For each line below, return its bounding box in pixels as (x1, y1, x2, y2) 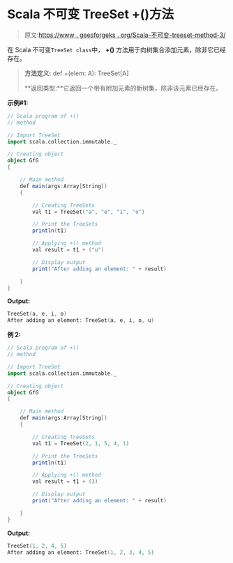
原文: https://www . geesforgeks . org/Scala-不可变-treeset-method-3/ (24, 31, 226, 39)
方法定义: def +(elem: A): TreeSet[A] (24, 69, 129, 77)
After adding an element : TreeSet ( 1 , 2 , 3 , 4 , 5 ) (7, 548, 155, 556)
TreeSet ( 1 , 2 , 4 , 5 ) (7, 542, 68, 549)
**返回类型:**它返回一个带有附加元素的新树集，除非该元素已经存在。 (24, 84, 222, 92)
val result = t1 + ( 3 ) (32, 478, 98, 485)
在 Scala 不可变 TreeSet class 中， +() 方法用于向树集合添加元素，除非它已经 (7, 45, 227, 54)
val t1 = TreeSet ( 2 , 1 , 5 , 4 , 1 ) (32, 440, 130, 447)
